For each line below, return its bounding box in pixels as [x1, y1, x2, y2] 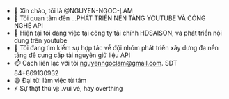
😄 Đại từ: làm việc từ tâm [13, 77, 87, 84]
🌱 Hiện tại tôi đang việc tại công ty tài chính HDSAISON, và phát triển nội [13, 29, 223, 37]
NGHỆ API [13, 22, 43, 29]
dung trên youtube [13, 36, 68, 45]
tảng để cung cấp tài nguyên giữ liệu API [13, 51, 131, 59]
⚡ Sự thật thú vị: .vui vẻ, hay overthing [13, 84, 123, 92]
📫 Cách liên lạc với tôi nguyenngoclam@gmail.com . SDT [13, 59, 177, 67]
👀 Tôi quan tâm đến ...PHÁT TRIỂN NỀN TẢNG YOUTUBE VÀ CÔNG [13, 14, 206, 22]
